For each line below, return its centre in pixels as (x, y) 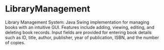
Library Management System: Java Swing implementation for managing (77, 22)
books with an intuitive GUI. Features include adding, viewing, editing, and (80, 27)
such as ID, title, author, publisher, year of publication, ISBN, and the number (82, 37)
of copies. (15, 42)
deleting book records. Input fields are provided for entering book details (78, 32)
